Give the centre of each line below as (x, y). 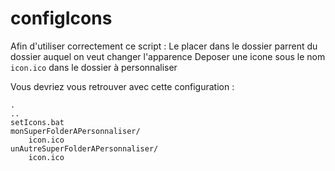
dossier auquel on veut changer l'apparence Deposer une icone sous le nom (168, 56)
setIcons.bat (37, 122)
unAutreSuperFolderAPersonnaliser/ (84, 148)
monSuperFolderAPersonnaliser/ (75, 131)
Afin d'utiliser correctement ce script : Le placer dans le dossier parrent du (164, 46)
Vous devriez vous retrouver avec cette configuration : (122, 86)
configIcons (61, 18)
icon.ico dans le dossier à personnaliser (94, 67)
